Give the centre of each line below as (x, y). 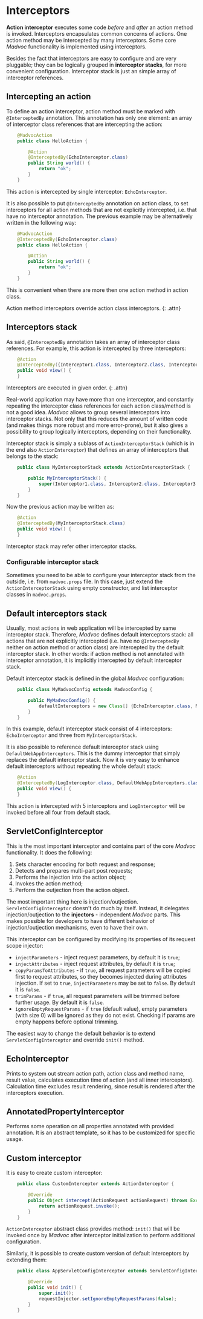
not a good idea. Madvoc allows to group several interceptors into (88, 412)
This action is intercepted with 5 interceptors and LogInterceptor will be (96, 805)
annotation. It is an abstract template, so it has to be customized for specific (101, 1132)
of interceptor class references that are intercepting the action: (85, 124)
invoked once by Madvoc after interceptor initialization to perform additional (101, 1235)
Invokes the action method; (49, 883)
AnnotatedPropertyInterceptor (66, 1112)
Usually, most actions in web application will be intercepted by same (91, 628)
